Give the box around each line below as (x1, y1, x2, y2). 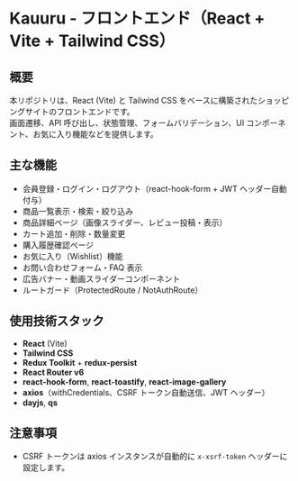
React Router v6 (22, 367, 85, 377)
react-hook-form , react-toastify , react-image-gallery (22, 376, 227, 387)
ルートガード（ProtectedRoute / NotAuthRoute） (22, 285, 203, 295)
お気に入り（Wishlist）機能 (22, 250, 123, 261)
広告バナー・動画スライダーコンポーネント (22, 273, 181, 284)
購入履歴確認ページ (22, 240, 95, 250)
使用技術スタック (9, 313, 104, 329)
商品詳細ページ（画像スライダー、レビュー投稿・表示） (22, 217, 228, 228)
